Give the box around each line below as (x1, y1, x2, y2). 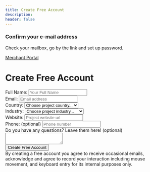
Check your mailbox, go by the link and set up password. (5, 45, 124, 51)
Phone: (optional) (5, 121, 41, 127)
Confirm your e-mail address (5, 33, 78, 40)
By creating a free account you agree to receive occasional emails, (5, 150, 144, 156)
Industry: (5, 108, 24, 114)
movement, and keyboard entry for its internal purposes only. (5, 161, 133, 167)
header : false (5, 17, 35, 22)
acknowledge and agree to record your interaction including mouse (5, 155, 145, 161)
